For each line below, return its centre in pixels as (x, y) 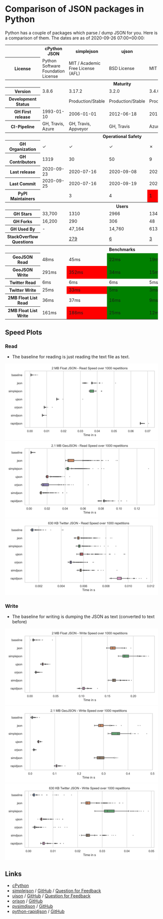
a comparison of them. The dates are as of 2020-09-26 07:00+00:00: (75, 38)
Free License (81, 69)
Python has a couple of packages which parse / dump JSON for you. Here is (81, 33)
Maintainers (23, 198)
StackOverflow (23, 236)
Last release (23, 172)
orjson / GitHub (27, 901)
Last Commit (23, 184)
